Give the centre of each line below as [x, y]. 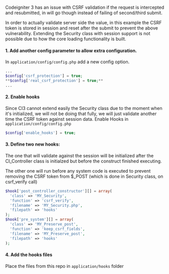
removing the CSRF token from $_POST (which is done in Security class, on [84, 176]
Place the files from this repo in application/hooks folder [64, 266]
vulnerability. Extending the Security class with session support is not [78, 33]
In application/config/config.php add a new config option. [67, 62]
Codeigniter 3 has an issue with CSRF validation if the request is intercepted [85, 7]
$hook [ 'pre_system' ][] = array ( [39, 220]
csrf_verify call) [21, 182]
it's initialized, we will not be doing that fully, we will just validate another [81, 114]
